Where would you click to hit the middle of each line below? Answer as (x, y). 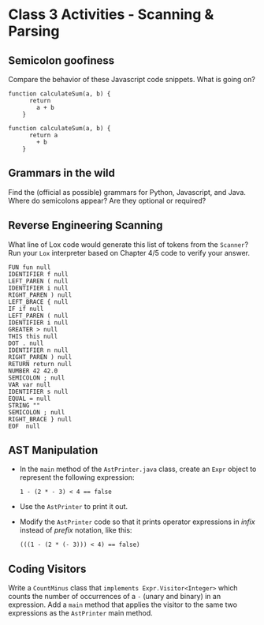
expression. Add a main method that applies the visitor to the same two (123, 604)
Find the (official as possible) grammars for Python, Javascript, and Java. (127, 192)
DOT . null (26, 343)
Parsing (34, 31)
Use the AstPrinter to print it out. (74, 507)
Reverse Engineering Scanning (86, 225)
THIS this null (33, 336)
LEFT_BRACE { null (38, 301)
